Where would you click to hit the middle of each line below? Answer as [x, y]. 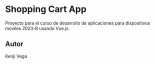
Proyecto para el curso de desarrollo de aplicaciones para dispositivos [78, 23]
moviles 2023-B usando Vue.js [37, 28]
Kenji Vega [16, 56]
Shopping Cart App [46, 9]
